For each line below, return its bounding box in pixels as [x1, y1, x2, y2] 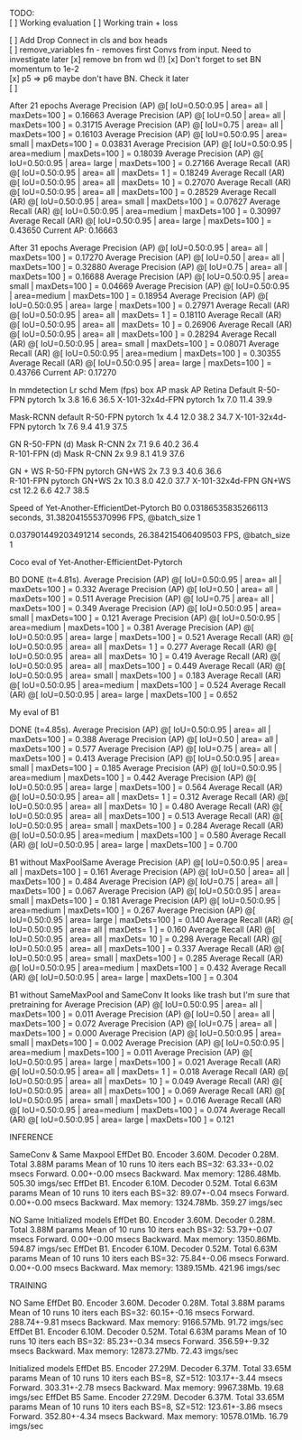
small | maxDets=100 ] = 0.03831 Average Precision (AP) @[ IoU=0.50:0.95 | [9, 139, 293, 149]
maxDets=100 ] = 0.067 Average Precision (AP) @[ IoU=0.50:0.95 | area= [9, 886, 282, 897]
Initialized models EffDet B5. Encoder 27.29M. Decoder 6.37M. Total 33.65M [9, 1363, 292, 1373]
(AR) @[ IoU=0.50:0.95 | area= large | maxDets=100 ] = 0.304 [9, 972, 239, 982]
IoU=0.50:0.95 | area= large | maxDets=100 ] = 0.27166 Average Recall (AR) [9, 158, 291, 168]
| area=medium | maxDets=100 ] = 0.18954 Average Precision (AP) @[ [9, 291, 269, 301]
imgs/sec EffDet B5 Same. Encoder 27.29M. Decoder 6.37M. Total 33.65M [9, 1392, 285, 1402]
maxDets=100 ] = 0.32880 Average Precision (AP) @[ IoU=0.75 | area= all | [9, 262, 288, 272]
